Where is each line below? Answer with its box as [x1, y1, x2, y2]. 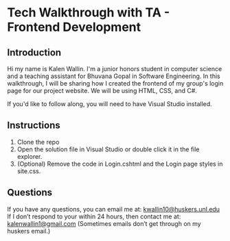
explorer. [16, 152, 43, 160]
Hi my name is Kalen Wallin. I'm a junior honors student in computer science [7, 65, 222, 73]
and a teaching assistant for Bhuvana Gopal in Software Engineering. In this [7, 72, 221, 80]
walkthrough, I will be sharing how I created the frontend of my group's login [7, 79, 224, 87]
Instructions [7, 120, 60, 131]
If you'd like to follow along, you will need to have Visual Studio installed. [7, 100, 213, 107]
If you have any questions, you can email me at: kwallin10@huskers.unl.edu [7, 205, 220, 213]
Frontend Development [7, 19, 141, 35]
